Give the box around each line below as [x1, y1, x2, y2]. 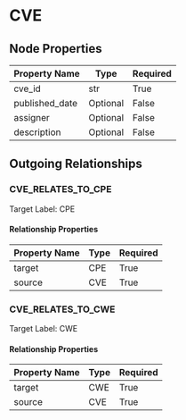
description [13, 126, 61, 139]
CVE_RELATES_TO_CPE [9, 183, 112, 196]
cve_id [13, 82, 42, 95]
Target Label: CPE [9, 203, 76, 214]
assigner [13, 112, 51, 123]
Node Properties [9, 41, 102, 56]
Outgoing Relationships [9, 156, 142, 172]
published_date [13, 97, 78, 109]
